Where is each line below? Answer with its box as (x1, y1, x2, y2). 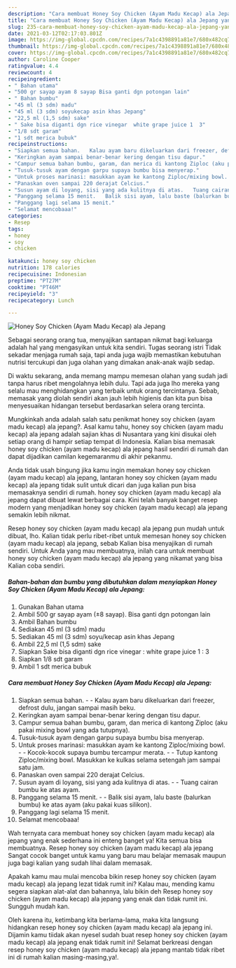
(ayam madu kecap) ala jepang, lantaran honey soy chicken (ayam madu (8, 473, 217, 482)
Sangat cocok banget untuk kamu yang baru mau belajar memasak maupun (8, 852, 226, 860)
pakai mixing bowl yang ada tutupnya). (18, 726, 130, 734)
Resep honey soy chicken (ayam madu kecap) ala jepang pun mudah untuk (8, 524, 225, 533)
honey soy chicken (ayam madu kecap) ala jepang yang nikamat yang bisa (8, 554, 223, 563)
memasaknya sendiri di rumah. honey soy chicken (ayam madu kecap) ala (8, 488, 221, 497)
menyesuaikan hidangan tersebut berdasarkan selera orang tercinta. (8, 401, 205, 410)
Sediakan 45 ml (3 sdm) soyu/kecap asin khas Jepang (18, 633, 175, 641)
